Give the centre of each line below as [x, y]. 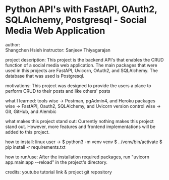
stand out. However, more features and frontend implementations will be [80, 127]
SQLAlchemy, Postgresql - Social [76, 20]
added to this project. [27, 132]
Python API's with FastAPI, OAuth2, [81, 9]
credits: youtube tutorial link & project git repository [59, 172]
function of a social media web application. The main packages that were [81, 65]
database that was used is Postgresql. [45, 76]
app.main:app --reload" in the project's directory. [56, 162]
